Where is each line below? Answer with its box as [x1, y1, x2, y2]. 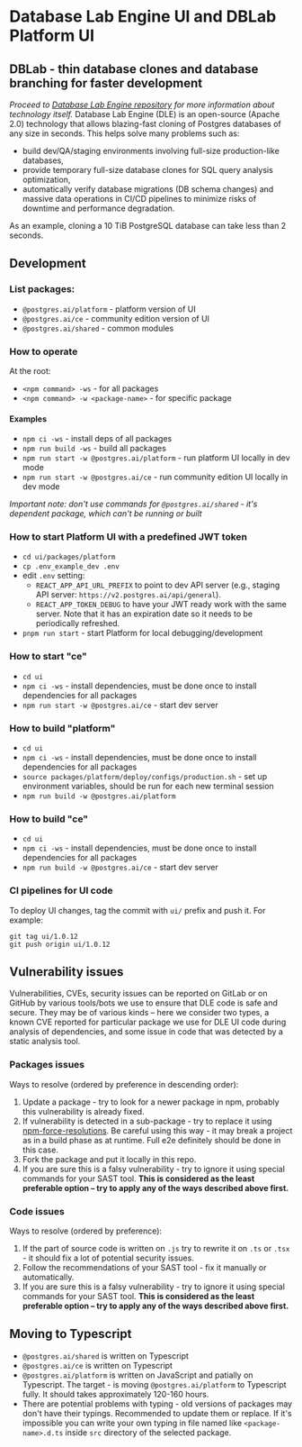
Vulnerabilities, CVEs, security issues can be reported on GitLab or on [9, 988, 268, 999]
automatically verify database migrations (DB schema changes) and [22, 184, 274, 195]
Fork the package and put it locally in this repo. [22, 1153, 197, 1164]
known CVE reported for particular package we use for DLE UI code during [9, 1016, 287, 1028]
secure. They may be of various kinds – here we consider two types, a [9, 1007, 270, 1018]
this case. [22, 1144, 58, 1155]
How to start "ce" [9, 651, 87, 663]
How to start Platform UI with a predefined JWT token [9, 531, 247, 543]
